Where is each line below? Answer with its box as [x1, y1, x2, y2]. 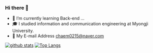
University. [12, 28, 34, 34]
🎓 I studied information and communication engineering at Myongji [12, 21, 149, 27]
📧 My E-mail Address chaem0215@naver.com [12, 33, 104, 39]
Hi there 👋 [5, 4, 29, 11]
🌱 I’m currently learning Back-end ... [12, 16, 85, 21]
